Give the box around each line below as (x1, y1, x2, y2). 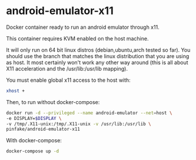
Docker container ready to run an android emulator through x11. (6, 24, 160, 31)
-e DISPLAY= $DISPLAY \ (6, 115, 62, 121)
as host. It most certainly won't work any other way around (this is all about (6, 59, 188, 66)
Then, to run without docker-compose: (6, 98, 100, 105)
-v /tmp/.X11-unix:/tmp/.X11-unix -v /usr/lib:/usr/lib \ (6, 121, 151, 127)
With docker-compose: (6, 137, 62, 144)
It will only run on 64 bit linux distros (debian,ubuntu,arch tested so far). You (6, 46, 191, 54)
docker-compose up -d (6, 148, 59, 154)
